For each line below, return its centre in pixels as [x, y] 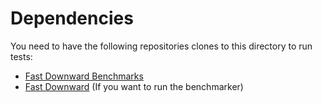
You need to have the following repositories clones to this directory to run [161, 46]
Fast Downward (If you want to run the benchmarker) [134, 86]
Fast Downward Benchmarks [84, 76]
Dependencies [72, 18]
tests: [21, 56]
